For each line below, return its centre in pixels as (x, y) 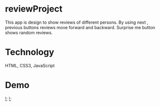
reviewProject (34, 9)
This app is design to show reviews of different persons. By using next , (77, 22)
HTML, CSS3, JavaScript (30, 65)
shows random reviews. (29, 32)
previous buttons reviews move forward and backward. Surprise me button (80, 27)
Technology (30, 52)
